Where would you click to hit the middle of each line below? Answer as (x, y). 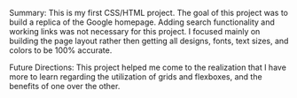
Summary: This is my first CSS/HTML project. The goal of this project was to (148, 13)
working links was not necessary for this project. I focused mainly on (135, 31)
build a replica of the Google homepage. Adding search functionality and (142, 22)
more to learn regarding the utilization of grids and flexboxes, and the (136, 77)
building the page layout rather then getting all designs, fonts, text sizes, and (149, 41)
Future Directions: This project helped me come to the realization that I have (148, 67)
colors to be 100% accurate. (61, 50)
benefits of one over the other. (65, 86)
